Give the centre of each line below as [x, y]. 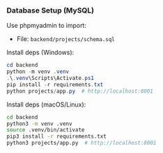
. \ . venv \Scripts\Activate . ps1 [51, 79]
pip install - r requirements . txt [55, 84]
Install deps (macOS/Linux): [46, 104]
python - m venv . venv [38, 72]
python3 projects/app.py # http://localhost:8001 [81, 143]
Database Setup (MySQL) [51, 10]
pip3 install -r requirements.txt [57, 137]
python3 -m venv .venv [39, 124]
